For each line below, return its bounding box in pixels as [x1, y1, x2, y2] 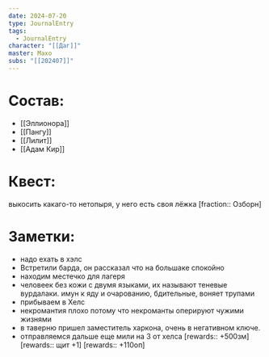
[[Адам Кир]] [19, 144, 65, 153]
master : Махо [8, 49, 53, 57]
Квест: [8, 173, 57, 191]
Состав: [8, 92, 65, 110]
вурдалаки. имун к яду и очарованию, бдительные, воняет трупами [19, 288, 255, 298]
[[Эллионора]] [19, 118, 70, 128]
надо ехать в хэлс [19, 254, 82, 263]
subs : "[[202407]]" [8, 57, 74, 65]
